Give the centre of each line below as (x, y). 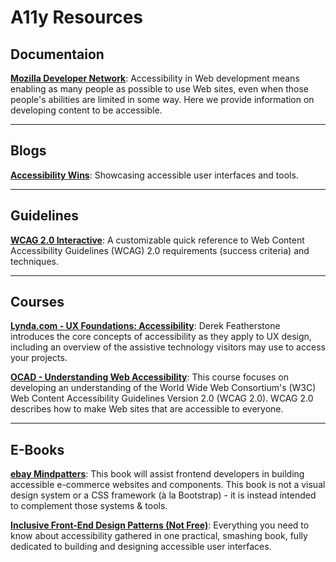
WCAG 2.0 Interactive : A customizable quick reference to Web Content (157, 240)
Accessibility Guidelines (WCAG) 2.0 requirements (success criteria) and (160, 250)
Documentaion (57, 54)
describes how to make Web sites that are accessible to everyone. (147, 409)
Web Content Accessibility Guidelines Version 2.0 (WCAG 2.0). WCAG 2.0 (162, 398)
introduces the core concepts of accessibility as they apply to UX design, (161, 337)
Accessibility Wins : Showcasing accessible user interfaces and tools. (154, 175)
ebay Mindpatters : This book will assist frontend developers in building (157, 474)
